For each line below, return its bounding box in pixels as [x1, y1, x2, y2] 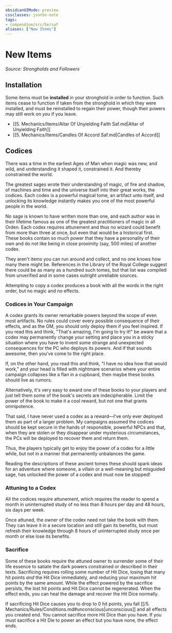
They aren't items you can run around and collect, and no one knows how [5, 256, 161, 262]
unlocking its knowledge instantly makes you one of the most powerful [5, 198, 155, 204]
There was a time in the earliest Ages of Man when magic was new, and [5, 160, 158, 166]
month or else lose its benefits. [5, 533, 71, 539]
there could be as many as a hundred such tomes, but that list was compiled [5, 267, 167, 273]
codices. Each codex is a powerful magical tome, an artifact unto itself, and [5, 192, 164, 198]
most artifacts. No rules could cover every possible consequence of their [5, 318, 160, 324]
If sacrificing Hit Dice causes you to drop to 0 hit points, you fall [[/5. [5, 601, 150, 607]
